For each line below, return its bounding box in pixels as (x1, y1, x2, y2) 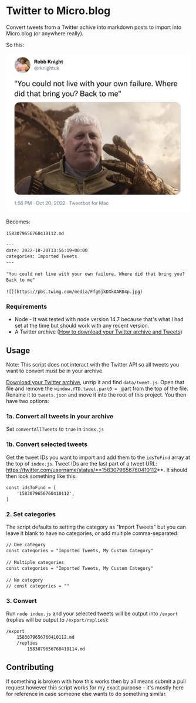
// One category (6, 542, 46, 548)
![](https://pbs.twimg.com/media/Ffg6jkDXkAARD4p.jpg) (6, 289, 143, 295)
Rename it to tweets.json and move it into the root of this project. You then (6, 391, 187, 398)
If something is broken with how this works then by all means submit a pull (6, 678, 186, 685)
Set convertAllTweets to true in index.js (6, 425, 104, 433)
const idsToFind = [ (6, 484, 57, 490)
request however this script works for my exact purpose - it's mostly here (6, 684, 184, 691)
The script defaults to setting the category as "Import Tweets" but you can (6, 523, 186, 531)
